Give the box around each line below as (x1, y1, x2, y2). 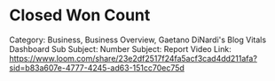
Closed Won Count (9, 5, 151, 26)
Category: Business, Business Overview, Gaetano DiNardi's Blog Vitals (9, 34, 267, 45)
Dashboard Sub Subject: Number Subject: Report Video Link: (9, 43, 232, 54)
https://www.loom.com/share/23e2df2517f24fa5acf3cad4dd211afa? (9, 53, 257, 63)
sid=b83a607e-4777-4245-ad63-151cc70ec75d (9, 63, 185, 73)
